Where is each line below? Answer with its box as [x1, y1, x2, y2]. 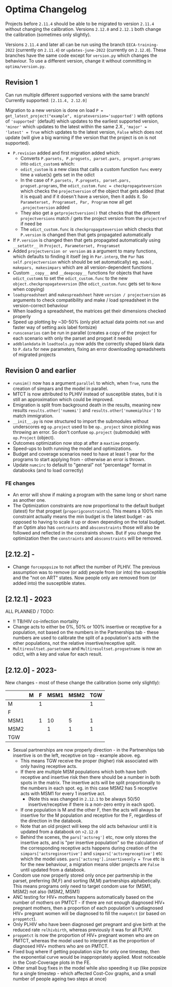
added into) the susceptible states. [12, 580, 86, 586]
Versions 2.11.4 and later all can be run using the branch [5, 41, 125, 47]
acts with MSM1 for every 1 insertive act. [20, 791, 106, 797]
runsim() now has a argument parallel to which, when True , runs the [12, 380, 159, 386]
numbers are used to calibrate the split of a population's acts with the [12, 635, 160, 641]
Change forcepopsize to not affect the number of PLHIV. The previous [12, 563, 160, 570]
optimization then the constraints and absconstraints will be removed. [12, 535, 163, 541]
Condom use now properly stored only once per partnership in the [12, 872, 153, 878]
